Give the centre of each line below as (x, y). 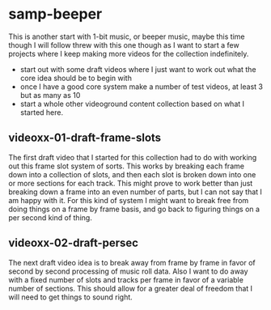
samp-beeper (55, 14)
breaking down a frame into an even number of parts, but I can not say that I (135, 192)
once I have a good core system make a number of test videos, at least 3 (141, 87)
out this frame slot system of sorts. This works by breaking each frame (127, 166)
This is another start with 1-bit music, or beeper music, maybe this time (127, 36)
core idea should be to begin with (76, 78)
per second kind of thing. (51, 217)
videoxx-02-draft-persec (74, 243)
